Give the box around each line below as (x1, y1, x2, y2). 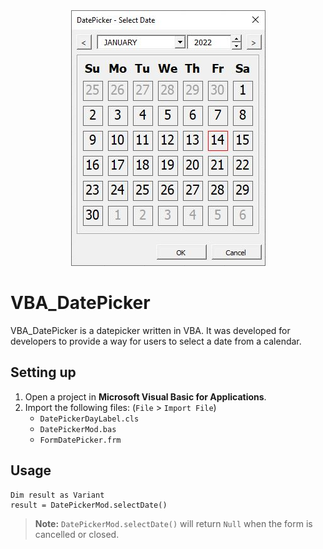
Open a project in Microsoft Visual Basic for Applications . (24, 390, 267, 403)
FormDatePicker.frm (39, 435, 122, 445)
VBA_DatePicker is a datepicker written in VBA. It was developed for (10, 324, 291, 336)
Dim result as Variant (10, 490, 105, 500)
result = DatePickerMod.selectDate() (10, 500, 168, 510)
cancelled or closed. (34, 528, 120, 540)
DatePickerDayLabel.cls (39, 414, 140, 424)
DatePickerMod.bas (39, 424, 117, 434)
